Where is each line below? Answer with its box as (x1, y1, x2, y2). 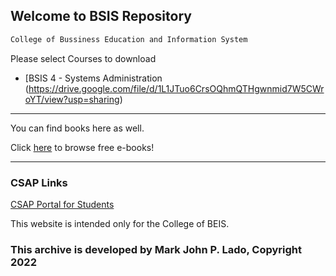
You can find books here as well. (10, 122, 145, 134)
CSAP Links (10, 175, 68, 189)
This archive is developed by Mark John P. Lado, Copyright (10, 242, 303, 256)
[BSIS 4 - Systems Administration (24, 72, 163, 84)
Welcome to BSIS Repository (10, 8, 192, 25)
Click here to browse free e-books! (10, 141, 155, 153)
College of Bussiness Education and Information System (10, 34, 248, 44)
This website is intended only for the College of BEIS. (10, 217, 230, 229)
